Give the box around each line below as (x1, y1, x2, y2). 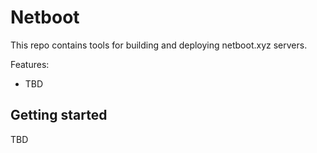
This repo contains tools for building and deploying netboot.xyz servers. (10, 39, 308, 51)
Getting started (10, 107, 108, 124)
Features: (10, 58, 50, 70)
